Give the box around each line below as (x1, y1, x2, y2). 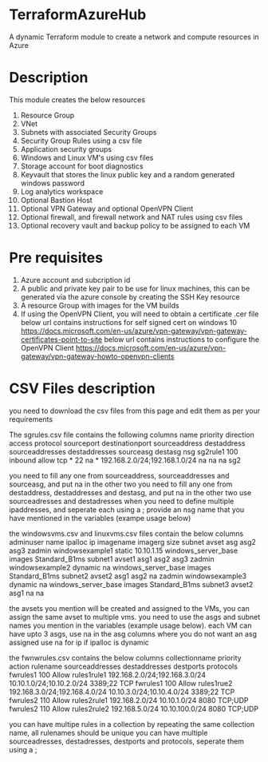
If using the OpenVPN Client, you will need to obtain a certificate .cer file (20, 309, 259, 319)
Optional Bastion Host (20, 195, 93, 204)
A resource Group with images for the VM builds (20, 300, 179, 310)
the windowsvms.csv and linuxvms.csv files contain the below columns (9, 529, 244, 538)
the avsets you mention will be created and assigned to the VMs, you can (9, 603, 250, 613)
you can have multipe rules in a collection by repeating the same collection (9, 719, 254, 728)
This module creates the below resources (9, 94, 146, 105)
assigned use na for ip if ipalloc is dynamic (9, 637, 150, 647)
